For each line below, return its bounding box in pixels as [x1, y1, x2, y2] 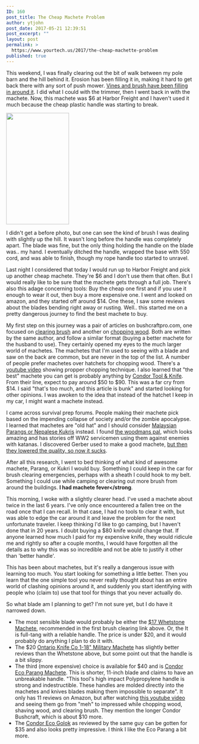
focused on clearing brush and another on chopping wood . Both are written [6, 328, 191, 335]
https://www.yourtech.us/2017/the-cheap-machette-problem [11, 48, 159, 54]
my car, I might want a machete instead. [6, 397, 104, 404]
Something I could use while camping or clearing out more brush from [6, 477, 178, 485]
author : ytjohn [6, 20, 44, 26]
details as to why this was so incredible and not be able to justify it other [6, 545, 183, 553]
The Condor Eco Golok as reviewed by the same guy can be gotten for [14, 719, 188, 726]
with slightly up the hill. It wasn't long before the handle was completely [6, 236, 182, 243]
